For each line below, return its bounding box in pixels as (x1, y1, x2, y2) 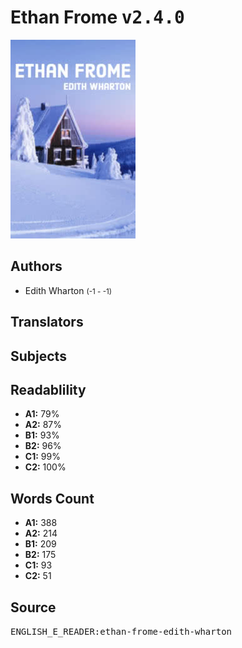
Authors (10, 258, 63, 275)
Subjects (10, 347, 67, 365)
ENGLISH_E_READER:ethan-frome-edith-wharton (10, 626, 233, 637)
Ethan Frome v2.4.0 (10, 6, 185, 29)
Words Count (10, 490, 95, 507)
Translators (10, 314, 84, 331)
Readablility (10, 381, 87, 398)
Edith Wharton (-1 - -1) (24, 284, 113, 296)
